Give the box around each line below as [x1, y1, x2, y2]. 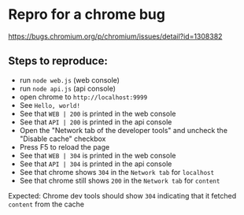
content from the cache [8, 199, 85, 209]
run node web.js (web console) [19, 75, 120, 84]
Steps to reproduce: [8, 54, 108, 68]
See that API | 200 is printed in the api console [19, 117, 172, 127]
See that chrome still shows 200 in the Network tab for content [19, 176, 220, 185]
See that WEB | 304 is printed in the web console [19, 150, 176, 160]
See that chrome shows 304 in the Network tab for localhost [19, 167, 215, 176]
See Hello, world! [19, 100, 81, 109]
